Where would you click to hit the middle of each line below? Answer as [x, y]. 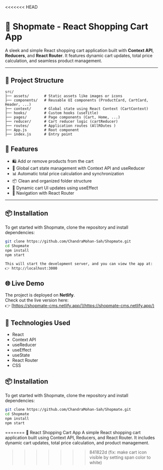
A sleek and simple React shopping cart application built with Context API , [80, 50]
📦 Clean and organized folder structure [52, 181]
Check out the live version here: [37, 300]
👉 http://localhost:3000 [31, 268]
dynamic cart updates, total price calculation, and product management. [77, 443]
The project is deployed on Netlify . [40, 295]
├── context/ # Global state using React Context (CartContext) [77, 109]
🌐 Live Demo [25, 284]
